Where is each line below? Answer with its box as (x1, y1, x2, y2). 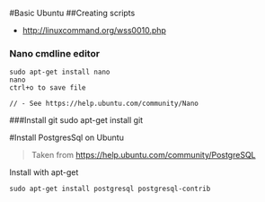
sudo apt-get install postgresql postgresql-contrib (9, 184, 211, 194)
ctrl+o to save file (9, 83, 87, 92)
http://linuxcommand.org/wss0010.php (22, 25, 166, 35)
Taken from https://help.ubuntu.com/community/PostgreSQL (31, 150, 256, 161)
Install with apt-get (9, 167, 79, 178)
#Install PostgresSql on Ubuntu (9, 132, 124, 143)
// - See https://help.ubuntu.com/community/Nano (9, 99, 199, 109)
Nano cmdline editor (9, 47, 101, 59)
